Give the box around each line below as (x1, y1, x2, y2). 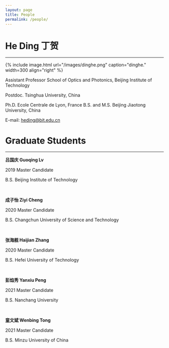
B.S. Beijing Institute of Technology (5, 177, 78, 183)
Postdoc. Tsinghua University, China (5, 92, 80, 98)
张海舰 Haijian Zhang (5, 237, 49, 243)
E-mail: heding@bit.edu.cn (5, 117, 60, 123)
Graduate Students (5, 135, 87, 146)
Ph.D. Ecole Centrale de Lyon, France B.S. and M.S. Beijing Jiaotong (5, 102, 146, 108)
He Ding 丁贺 (5, 40, 59, 52)
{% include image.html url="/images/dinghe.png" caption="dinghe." (5, 62, 146, 68)
